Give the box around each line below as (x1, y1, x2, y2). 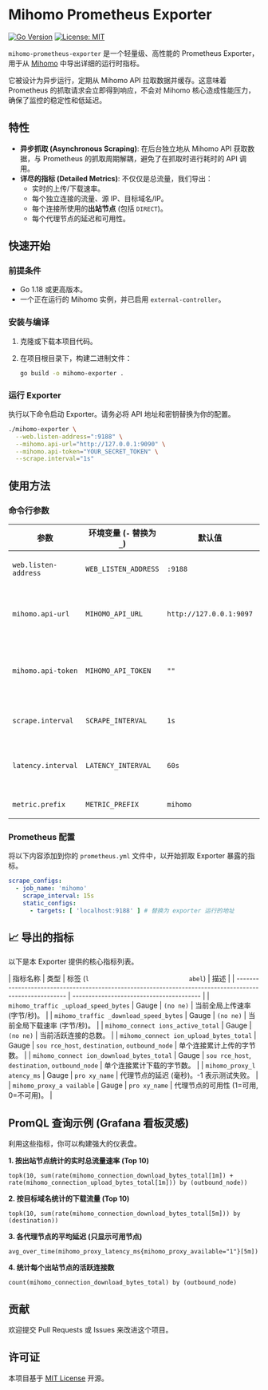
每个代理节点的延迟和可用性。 (31, 213, 130, 223)
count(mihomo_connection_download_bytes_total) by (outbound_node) (8, 1279, 238, 1287)
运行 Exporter (8, 390, 61, 401)
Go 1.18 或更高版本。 (19, 285, 88, 295)
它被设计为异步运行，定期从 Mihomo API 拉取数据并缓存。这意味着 (8, 75, 227, 85)
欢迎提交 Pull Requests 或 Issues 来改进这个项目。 (8, 1325, 173, 1335)
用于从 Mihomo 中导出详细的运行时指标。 (8, 58, 144, 68)
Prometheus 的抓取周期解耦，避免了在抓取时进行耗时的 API (42, 153, 238, 163)
